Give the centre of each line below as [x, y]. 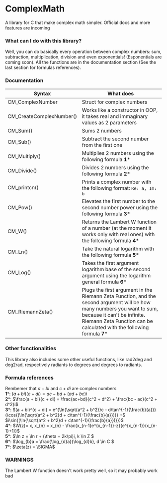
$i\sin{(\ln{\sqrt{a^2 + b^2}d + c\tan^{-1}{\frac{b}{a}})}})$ [64, 421]
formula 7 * [95, 334]
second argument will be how [116, 302]
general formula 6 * [104, 282]
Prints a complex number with [117, 182]
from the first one [102, 145]
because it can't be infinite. [113, 315]
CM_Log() [19, 272]
